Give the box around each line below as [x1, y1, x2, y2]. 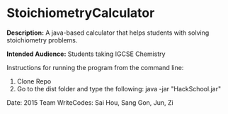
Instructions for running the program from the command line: [6, 63, 184, 72]
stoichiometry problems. [6, 35, 78, 44]
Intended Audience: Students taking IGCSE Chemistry [6, 50, 166, 58]
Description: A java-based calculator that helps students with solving [6, 28, 210, 37]
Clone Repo [16, 76, 52, 86]
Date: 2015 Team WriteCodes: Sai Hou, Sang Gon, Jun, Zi [6, 98, 174, 107]
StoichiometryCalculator [6, 5, 155, 21]
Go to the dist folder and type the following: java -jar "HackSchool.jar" [16, 84, 221, 93]
